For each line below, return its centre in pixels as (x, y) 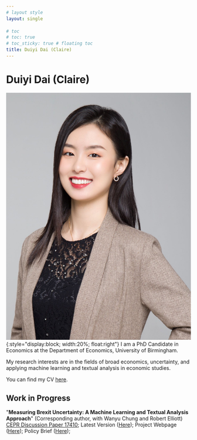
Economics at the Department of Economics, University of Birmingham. (92, 350)
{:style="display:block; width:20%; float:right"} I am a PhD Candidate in (92, 344)
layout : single (25, 19)
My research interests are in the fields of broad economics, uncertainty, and (98, 362)
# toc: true (21, 37)
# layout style (25, 12)
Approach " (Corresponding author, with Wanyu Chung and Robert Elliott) (94, 418)
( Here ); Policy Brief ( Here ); (38, 431)
